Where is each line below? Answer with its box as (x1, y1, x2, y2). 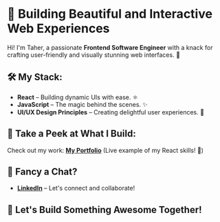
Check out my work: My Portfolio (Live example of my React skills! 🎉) (7, 146, 204, 154)
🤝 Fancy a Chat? (7, 166, 78, 177)
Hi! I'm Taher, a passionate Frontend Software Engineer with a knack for (7, 43, 213, 51)
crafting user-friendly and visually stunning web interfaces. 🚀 (7, 51, 181, 59)
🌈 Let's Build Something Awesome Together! (7, 203, 202, 215)
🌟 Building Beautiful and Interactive (7, 6, 213, 22)
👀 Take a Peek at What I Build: (7, 128, 136, 140)
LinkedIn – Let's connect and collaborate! (16, 184, 135, 193)
